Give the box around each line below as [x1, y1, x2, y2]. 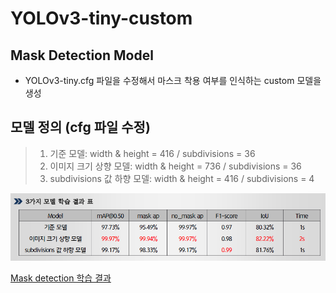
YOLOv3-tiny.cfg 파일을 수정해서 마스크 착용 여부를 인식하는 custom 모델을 [24, 75, 322, 86]
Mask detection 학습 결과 [10, 272, 112, 284]
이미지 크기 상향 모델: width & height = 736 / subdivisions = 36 [49, 160, 302, 172]
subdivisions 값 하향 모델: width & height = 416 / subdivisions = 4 [49, 172, 315, 184]
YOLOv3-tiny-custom [10, 7, 193, 30]
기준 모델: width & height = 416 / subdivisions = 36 [49, 147, 256, 159]
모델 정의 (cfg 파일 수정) [10, 119, 151, 136]
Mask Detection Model [10, 47, 154, 64]
